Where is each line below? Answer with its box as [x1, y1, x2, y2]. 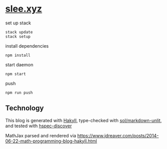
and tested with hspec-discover [5, 123, 72, 129]
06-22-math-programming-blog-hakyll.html [5, 138, 97, 144]
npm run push [5, 90, 33, 95]
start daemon [5, 61, 34, 67]
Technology [5, 104, 44, 113]
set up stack [5, 20, 32, 26]
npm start [5, 71, 26, 77]
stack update [5, 29, 33, 34]
